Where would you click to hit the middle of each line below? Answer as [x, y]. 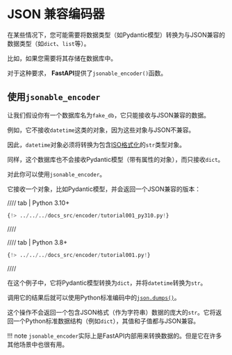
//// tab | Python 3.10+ [39, 203]
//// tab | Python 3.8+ [38, 242]
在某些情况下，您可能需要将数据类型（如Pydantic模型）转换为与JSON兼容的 [116, 35]
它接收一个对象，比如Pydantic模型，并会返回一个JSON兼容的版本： [104, 189]
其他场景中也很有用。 [38, 344]
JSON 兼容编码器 [56, 14]
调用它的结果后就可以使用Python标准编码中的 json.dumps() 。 [94, 297]
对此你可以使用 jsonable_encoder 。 [57, 174]
